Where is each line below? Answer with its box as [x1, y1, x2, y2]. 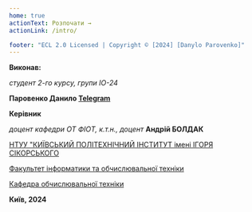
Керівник [9, 109, 42, 119]
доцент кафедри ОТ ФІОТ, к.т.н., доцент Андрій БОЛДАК [9, 124, 204, 134]
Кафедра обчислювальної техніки [9, 179, 124, 189]
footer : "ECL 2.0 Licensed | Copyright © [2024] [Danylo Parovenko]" [9, 41, 246, 49]
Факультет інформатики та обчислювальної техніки [9, 164, 184, 174]
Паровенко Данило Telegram [9, 93, 111, 104]
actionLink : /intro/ [9, 26, 78, 34]
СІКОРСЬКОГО [9, 148, 59, 158]
